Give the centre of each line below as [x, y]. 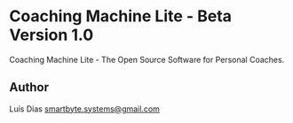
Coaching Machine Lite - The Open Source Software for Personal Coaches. [147, 59]
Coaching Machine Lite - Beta [121, 16]
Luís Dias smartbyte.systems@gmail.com [84, 109]
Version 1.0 [51, 35]
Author [29, 87]
